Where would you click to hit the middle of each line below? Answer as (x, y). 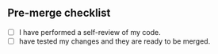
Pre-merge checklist (59, 13)
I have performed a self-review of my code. (90, 32)
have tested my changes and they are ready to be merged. (115, 41)
